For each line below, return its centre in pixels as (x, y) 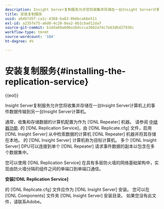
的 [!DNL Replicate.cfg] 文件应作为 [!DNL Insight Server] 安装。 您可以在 (77, 189)
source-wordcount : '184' (30, 37)
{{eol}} (12, 95)
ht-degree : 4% (20, 41)
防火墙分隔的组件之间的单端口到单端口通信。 (58, 169)
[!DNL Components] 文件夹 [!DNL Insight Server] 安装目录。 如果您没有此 (79, 195)
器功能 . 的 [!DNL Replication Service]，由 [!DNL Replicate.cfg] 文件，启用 (79, 128)
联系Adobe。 (31, 201)
